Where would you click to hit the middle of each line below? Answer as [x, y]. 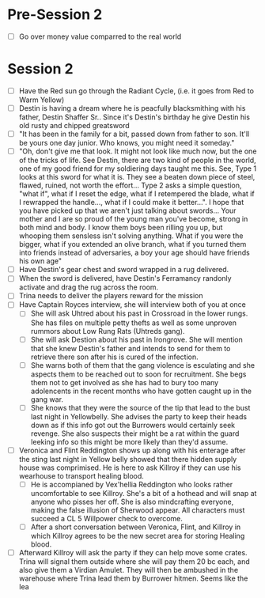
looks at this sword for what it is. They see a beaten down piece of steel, [137, 177]
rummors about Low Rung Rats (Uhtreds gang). [108, 331]
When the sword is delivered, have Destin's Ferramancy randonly [125, 278]
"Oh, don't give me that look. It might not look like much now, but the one [138, 151]
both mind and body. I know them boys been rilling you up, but [121, 228]
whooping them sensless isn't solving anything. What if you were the [131, 236]
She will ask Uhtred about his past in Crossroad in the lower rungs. [139, 313]
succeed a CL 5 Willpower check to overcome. [107, 518]
